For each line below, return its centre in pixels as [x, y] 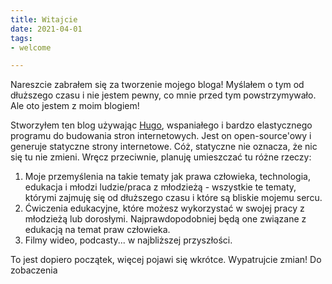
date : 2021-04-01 [46, 29]
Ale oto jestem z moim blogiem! [75, 106]
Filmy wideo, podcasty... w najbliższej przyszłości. [128, 240]
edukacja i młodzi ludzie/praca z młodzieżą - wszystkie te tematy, [160, 187]
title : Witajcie [44, 19]
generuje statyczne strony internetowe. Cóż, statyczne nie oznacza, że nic [164, 147]
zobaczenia [34, 270]
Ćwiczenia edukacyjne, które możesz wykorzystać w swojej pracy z [164, 208]
